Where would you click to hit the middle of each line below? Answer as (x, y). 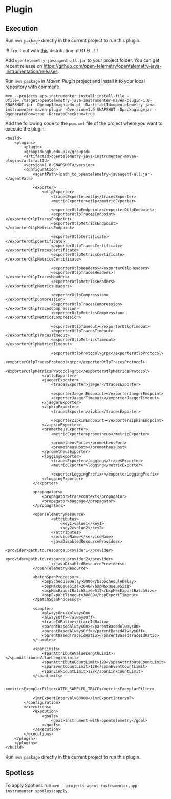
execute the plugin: (26, 129)
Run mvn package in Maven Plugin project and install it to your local (75, 81)
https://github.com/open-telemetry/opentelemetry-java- (102, 66)
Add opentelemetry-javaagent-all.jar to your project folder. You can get (82, 60)
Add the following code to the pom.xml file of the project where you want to (84, 123)
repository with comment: (33, 87)
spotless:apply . (52, 791)
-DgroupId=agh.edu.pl (58, 105)
